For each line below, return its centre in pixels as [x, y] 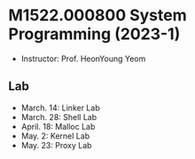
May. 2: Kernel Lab [55, 136]
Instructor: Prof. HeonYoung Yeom [83, 58]
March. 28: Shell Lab [59, 117]
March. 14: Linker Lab [60, 108]
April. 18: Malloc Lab [58, 126]
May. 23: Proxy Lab [56, 145]
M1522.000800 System [97, 15]
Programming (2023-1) [94, 34]
